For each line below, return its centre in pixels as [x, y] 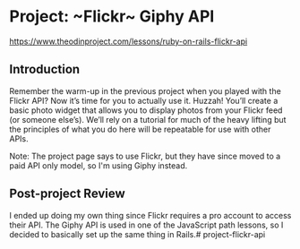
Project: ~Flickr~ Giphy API [112, 17]
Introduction [45, 69]
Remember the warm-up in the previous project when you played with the [146, 90]
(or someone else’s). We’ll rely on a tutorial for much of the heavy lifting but [148, 119]
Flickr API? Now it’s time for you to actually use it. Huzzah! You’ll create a [144, 100]
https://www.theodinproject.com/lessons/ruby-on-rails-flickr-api [129, 41]
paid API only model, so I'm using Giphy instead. [99, 165]
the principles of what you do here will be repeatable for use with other [140, 129]
